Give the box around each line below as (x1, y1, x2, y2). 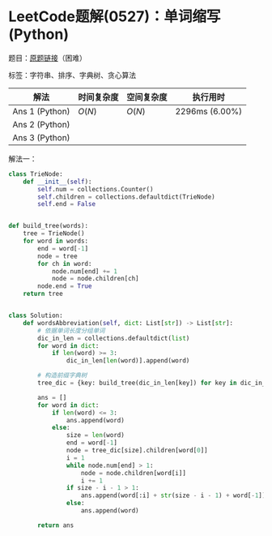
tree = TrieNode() (23, 229, 85, 238)
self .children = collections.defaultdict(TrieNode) (37, 192, 216, 201)
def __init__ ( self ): (23, 178, 92, 186)
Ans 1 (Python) (12, 105, 70, 117)
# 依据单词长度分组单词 (37, 326, 105, 335)
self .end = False (37, 200, 96, 208)
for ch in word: (37, 259, 92, 268)
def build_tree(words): (8, 222, 89, 230)
